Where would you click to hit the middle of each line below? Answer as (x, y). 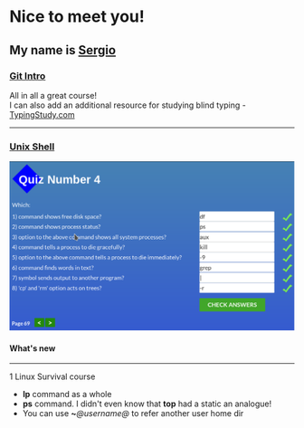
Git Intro (28, 76)
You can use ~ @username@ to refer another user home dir (133, 414)
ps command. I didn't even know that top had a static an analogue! (147, 404)
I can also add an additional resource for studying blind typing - (128, 105)
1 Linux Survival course (52, 376)
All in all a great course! (53, 95)
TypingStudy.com (42, 114)
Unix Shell (32, 147)
